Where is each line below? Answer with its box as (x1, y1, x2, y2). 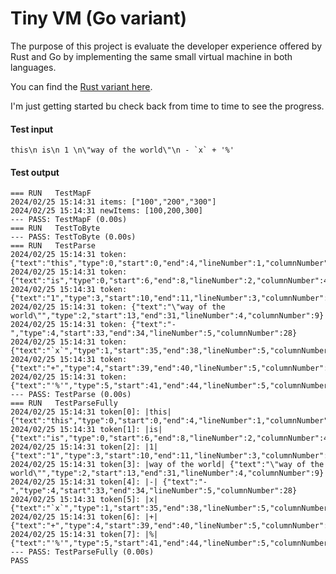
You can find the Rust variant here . (10, 80, 153, 92)
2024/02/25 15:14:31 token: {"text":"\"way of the (10, 302, 226, 312)
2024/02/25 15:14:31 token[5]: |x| (10, 495, 159, 505)
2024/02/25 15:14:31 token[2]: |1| (10, 442, 159, 452)
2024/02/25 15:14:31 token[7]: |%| (10, 530, 159, 540)
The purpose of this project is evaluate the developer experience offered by (10, 40, 323, 52)
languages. (10, 61, 57, 73)
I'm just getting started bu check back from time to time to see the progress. (10, 100, 325, 112)
